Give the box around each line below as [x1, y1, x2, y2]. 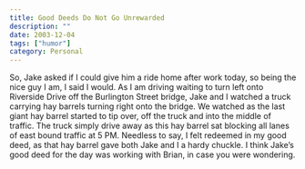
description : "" [9, 22, 71, 31]
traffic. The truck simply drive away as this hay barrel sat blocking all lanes [9, 120, 290, 132]
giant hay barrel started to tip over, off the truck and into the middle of [9, 111, 271, 122]
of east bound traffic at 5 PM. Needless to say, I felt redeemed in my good [9, 130, 287, 141]
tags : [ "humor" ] [9, 38, 71, 48]
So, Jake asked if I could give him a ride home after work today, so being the [9, 72, 297, 83]
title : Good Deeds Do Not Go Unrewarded [9, 13, 166, 23]
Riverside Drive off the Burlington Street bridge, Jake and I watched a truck [9, 92, 291, 103]
